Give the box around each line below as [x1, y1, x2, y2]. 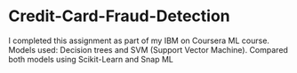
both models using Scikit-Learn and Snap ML [8, 54, 174, 64]
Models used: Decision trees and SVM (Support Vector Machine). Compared [8, 44, 288, 55]
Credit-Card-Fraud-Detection [8, 6, 230, 26]
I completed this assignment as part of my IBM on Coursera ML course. [8, 35, 270, 46]
